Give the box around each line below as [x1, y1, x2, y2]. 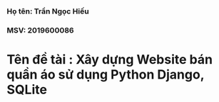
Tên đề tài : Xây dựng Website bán [6, 52, 213, 68]
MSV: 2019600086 [6, 25, 74, 35]
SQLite [6, 81, 48, 98]
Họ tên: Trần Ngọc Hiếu [6, 6, 90, 16]
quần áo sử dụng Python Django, [6, 67, 205, 83]
